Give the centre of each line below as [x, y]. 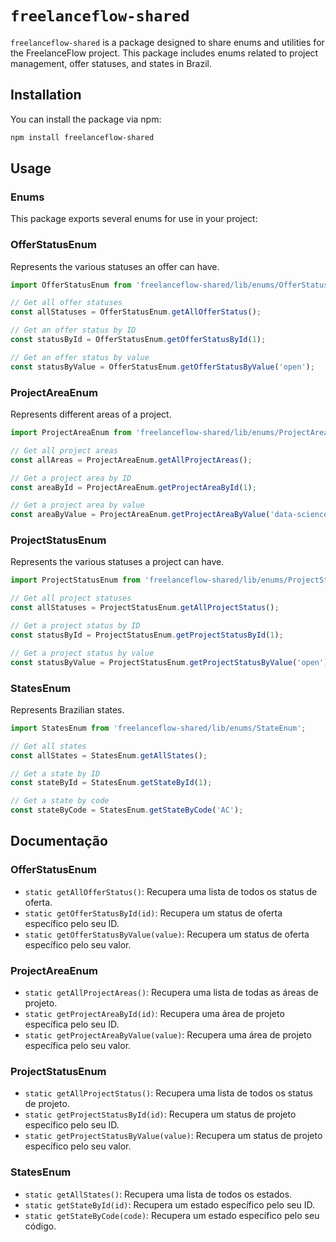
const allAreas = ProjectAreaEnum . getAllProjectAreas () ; [131, 460]
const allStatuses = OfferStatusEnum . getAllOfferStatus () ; [136, 312]
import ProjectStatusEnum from [75, 580]
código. [40, 1226]
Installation [46, 95]
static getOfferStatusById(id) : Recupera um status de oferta [153, 913]
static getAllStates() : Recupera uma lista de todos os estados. [158, 1194]
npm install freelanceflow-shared [82, 137]
